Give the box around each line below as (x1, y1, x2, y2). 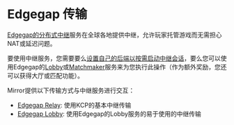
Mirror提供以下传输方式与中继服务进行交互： (7, 86, 135, 94)
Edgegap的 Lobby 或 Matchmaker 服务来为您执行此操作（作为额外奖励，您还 (13, 62, 227, 71)
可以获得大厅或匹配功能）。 (7, 71, 84, 80)
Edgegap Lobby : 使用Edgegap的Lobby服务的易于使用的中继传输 (17, 109, 202, 118)
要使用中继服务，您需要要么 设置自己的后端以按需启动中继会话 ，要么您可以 (7, 53, 221, 62)
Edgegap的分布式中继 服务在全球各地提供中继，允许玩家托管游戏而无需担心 (7, 31, 222, 39)
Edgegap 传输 (7, 6, 88, 22)
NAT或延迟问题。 (7, 39, 57, 47)
